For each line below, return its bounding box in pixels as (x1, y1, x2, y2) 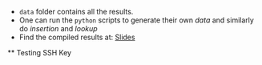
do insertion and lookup (18, 24, 98, 33)
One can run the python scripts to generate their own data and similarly (18, 15, 254, 25)
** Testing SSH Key (7, 48, 72, 57)
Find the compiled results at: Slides (18, 32, 135, 42)
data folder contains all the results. (18, 7, 134, 16)
